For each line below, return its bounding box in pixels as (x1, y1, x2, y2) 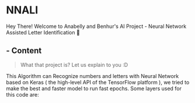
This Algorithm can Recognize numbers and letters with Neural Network (6, 72, 179, 79)
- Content (6, 46, 42, 56)
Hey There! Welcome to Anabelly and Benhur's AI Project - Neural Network (6, 23, 187, 30)
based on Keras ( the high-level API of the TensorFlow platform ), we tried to (6, 79, 190, 86)
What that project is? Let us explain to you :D (20, 61, 128, 68)
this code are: (6, 91, 39, 98)
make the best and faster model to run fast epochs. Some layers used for (6, 85, 182, 92)
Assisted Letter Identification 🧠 (6, 29, 80, 35)
